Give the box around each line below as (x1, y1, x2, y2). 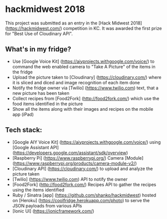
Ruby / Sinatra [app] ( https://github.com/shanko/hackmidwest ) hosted (12, 192, 157, 198)
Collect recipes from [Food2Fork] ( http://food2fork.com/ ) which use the (12, 95, 160, 101)
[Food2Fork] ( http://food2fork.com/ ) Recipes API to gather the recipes (12, 181, 157, 188)
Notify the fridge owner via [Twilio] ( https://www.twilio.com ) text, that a (12, 85, 159, 91)
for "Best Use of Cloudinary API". (5, 30, 73, 36)
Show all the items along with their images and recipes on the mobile (12, 106, 154, 112)
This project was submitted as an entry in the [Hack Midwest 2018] (5, 20, 143, 26)
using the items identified (12, 187, 65, 193)
